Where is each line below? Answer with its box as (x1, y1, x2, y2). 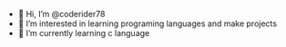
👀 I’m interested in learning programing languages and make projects (17, 18, 278, 29)
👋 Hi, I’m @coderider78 (17, 9, 106, 19)
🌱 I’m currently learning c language (17, 28, 150, 38)
